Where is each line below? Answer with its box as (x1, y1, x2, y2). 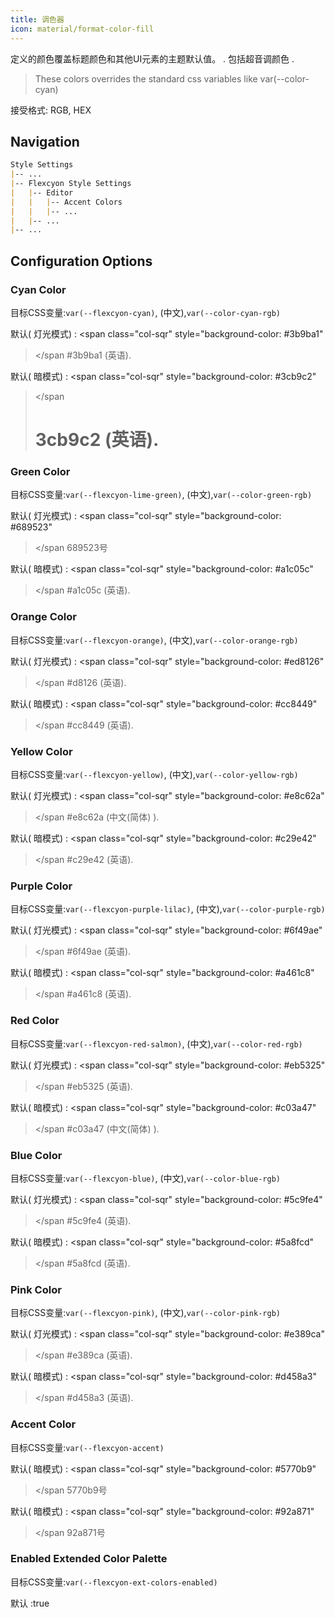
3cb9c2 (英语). (34, 429, 160, 451)
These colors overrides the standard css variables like (34, 72, 258, 85)
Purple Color (10, 879, 73, 893)
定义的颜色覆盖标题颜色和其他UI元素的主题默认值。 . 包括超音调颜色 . (10, 52, 295, 65)
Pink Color (10, 1282, 62, 1296)
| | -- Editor (10, 187, 74, 198)
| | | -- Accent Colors (10, 197, 123, 207)
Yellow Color (10, 744, 73, 758)
